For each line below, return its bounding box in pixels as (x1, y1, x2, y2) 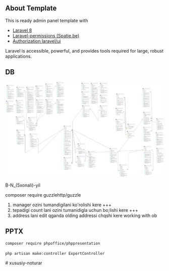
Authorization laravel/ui (12, 38, 61, 44)
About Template (5, 4, 57, 13)
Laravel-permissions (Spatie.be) (12, 32, 80, 38)
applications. (5, 53, 32, 59)
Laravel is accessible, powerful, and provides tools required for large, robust (5, 48, 164, 54)
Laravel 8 (12, 27, 32, 33)
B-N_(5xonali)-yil (5, 182, 40, 188)
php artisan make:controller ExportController (5, 251, 105, 256)
